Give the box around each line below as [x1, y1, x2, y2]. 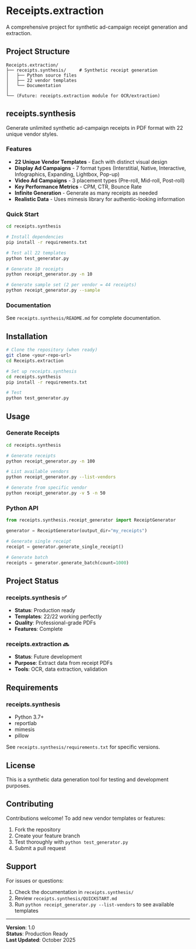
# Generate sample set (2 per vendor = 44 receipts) [6, 282, 137, 288]
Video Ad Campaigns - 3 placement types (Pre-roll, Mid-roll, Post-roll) [14, 177, 185, 184]
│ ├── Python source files [6, 72, 77, 78]
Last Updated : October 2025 [6, 936, 76, 943]
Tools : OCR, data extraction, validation [14, 665, 108, 673]
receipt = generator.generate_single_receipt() [6, 544, 124, 550]
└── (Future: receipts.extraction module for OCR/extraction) [6, 92, 160, 99]
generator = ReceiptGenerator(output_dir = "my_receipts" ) [6, 528, 148, 534]
